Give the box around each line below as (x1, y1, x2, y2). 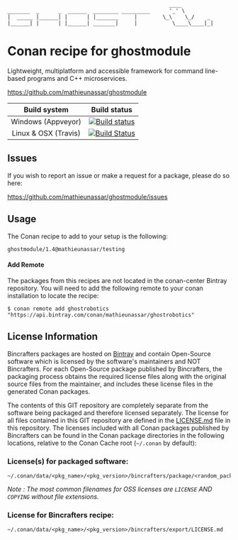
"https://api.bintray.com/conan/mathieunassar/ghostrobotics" (7, 311, 195, 319)
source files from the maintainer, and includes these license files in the (7, 380, 214, 388)
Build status (91, 104, 132, 114)
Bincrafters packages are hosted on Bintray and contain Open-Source (7, 349, 211, 358)
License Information (7, 331, 98, 343)
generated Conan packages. (7, 387, 91, 395)
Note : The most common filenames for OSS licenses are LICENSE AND (7, 485, 212, 493)
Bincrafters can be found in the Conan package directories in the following (7, 431, 225, 439)
